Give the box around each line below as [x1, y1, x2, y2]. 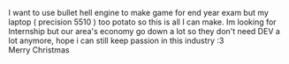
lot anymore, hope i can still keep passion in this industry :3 [8, 35, 224, 46]
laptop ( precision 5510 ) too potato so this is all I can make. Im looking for [8, 17, 277, 27]
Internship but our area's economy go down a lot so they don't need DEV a [8, 26, 280, 36]
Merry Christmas [8, 45, 70, 55]
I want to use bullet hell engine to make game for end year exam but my [8, 8, 269, 18]
